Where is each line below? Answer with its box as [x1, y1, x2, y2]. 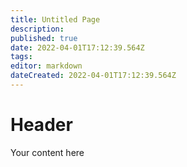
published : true [10, 33, 78, 43]
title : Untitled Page [10, 14, 101, 25]
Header [10, 114, 73, 136]
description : [10, 24, 65, 34]
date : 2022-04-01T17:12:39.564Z [10, 42, 145, 53]
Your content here [10, 146, 85, 158]
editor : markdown [10, 61, 83, 71]
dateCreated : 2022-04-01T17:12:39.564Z [10, 71, 177, 81]
